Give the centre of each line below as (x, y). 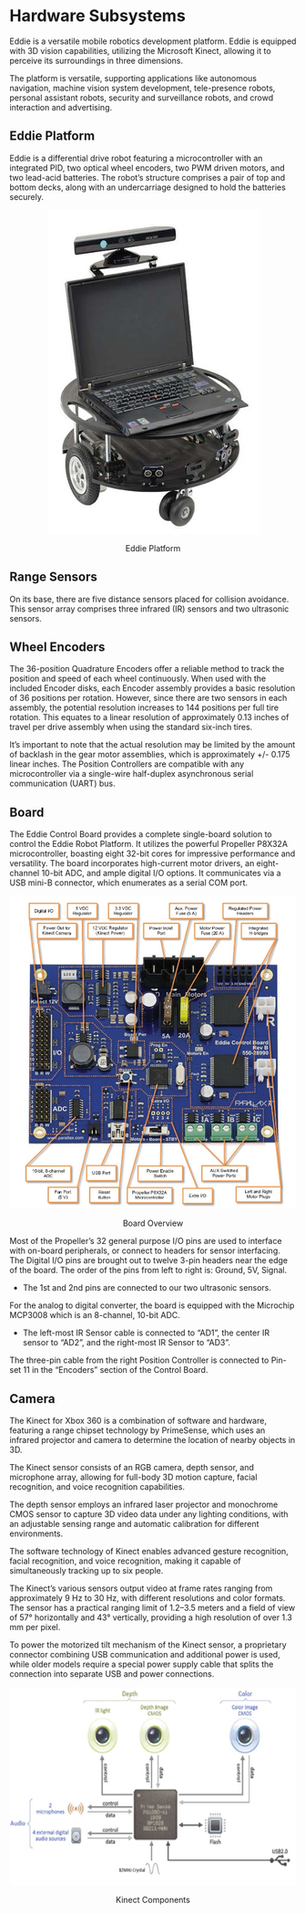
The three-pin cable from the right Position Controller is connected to (139, 1360)
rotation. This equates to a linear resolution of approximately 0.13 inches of (149, 717)
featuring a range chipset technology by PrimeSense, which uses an (137, 1430)
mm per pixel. (35, 1626)
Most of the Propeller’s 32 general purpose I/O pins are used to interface (146, 1241)
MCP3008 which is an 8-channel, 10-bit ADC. (95, 1315)
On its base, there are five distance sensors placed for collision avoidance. (149, 599)
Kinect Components (153, 1899)
